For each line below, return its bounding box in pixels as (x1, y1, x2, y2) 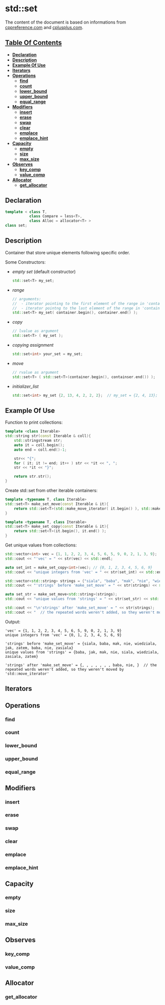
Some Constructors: (5, 259, 46, 265)
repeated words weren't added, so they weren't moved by (5, 667, 124, 672)
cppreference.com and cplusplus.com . (5, 24, 83, 30)
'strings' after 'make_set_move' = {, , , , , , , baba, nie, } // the (5, 662, 157, 668)
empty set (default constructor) (12, 269, 76, 274)
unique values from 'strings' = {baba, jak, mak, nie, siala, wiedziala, (5, 650, 160, 654)
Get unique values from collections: (5, 542, 77, 548)
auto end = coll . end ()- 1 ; (14, 447, 67, 452)
